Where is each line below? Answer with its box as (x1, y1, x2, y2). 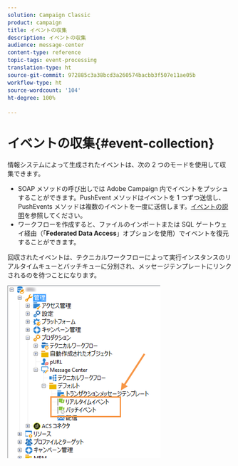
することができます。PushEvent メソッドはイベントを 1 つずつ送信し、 (17, 193, 225, 202)
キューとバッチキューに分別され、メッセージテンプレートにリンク (38, 262, 232, 271)
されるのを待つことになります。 (7, 271, 101, 279)
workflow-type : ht (7, 79, 62, 86)
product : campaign (7, 19, 62, 26)
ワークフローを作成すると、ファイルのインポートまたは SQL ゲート (17, 220, 215, 229)
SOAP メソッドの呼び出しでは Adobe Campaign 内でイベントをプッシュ (17, 185, 229, 193)
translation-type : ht (7, 64, 72, 71)
